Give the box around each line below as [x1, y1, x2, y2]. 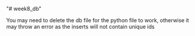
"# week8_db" [6, 5, 42, 12]
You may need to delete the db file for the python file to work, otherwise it [6, 17, 190, 23]
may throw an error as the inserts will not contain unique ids [6, 23, 155, 30]
